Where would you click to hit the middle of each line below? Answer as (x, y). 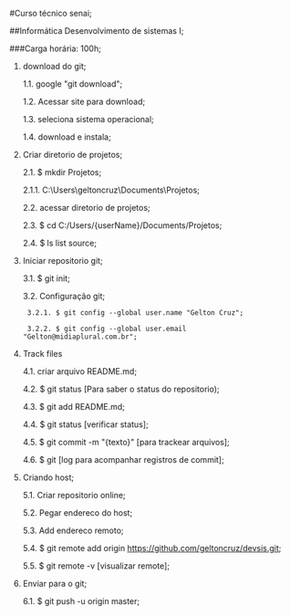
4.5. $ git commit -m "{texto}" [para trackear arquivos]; (126, 442)
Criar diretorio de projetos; (72, 155)
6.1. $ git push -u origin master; (81, 601)
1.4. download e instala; (67, 137)
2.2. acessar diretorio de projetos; (86, 208)
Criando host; (48, 477)
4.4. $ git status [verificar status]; (85, 424)
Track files (42, 354)
